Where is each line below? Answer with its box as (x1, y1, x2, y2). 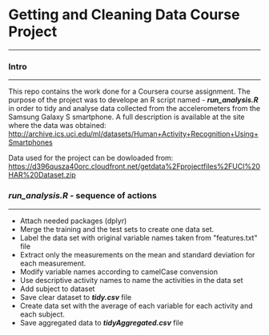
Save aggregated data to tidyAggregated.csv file (19, 317, 184, 327)
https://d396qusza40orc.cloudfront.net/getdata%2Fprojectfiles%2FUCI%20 (8, 162, 261, 171)
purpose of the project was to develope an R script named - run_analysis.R (8, 95, 259, 105)
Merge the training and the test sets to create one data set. (19, 224, 215, 233)
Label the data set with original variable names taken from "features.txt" (19, 233, 258, 242)
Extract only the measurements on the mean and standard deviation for (19, 249, 255, 259)
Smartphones (8, 138, 54, 147)
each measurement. (19, 258, 86, 268)
